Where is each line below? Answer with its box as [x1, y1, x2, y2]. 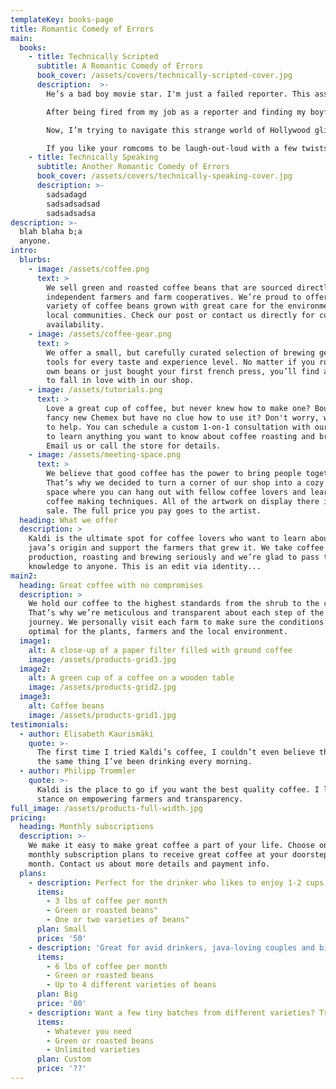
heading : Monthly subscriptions [19, 822, 155, 832]
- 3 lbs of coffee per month [46, 896, 168, 906]
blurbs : [19, 255, 52, 265]
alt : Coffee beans [28, 701, 105, 711]
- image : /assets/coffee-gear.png [28, 329, 172, 339]
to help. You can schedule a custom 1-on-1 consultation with [46, 422, 311, 432]
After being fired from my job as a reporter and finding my [46, 107, 307, 117]
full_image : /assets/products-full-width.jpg [10, 803, 203, 813]
